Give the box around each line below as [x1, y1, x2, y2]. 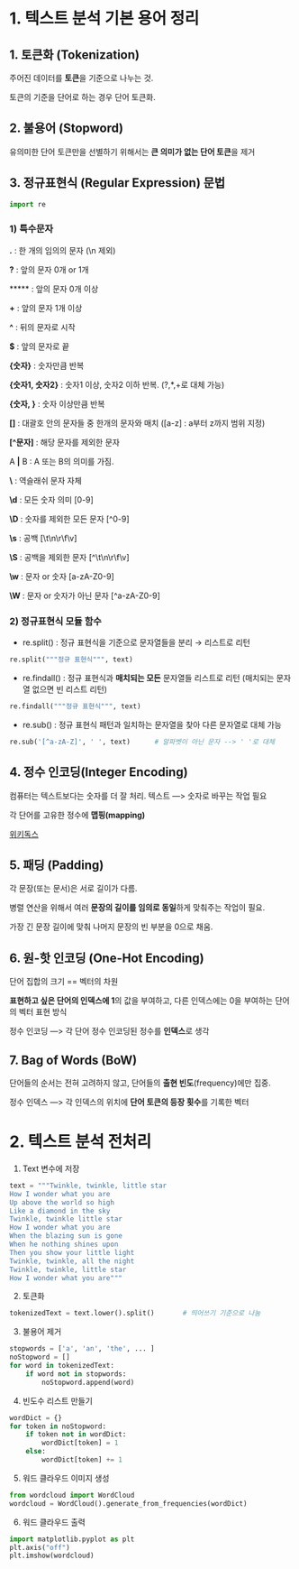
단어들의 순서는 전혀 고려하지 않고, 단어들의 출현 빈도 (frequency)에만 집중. [9, 1077, 272, 1088]
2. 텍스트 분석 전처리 [9, 1131, 152, 1152]
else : [25, 1447, 47, 1456]
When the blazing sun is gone [9, 1232, 123, 1241]
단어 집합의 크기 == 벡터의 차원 [9, 976, 119, 987]
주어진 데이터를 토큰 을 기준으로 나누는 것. [9, 73, 154, 83]
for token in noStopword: [9, 1422, 106, 1431]
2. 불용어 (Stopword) [9, 121, 124, 136]
